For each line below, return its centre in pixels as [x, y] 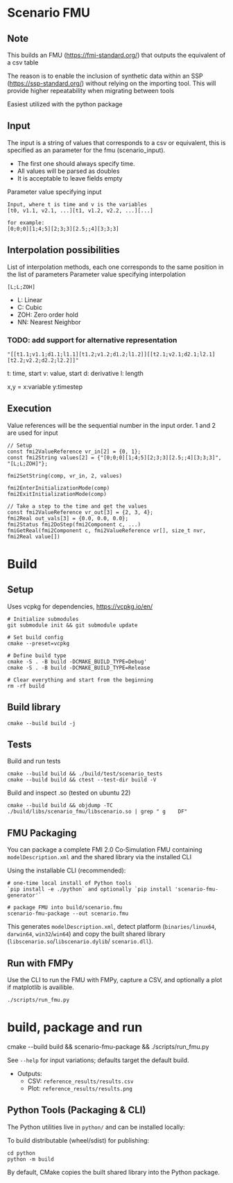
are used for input [33, 433]
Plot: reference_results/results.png [80, 1088]
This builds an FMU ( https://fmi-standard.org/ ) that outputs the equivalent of [116, 55]
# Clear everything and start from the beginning [80, 680]
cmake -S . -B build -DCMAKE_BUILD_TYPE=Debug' [77, 661]
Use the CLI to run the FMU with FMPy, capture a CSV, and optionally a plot [115, 979]
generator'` [24, 895]
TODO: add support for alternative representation [92, 340]
